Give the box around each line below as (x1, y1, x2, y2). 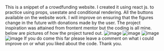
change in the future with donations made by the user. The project (5, 20, 141, 25)
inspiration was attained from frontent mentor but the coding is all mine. (5, 25, 152, 31)
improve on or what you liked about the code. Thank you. (5, 41, 122, 46)
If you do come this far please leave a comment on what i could (24, 35, 154, 41)
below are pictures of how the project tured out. (5, 30, 103, 36)
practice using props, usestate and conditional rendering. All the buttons (5, 9, 154, 15)
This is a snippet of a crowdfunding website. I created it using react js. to (5, 4, 154, 10)
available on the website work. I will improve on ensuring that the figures (5, 15, 154, 20)
